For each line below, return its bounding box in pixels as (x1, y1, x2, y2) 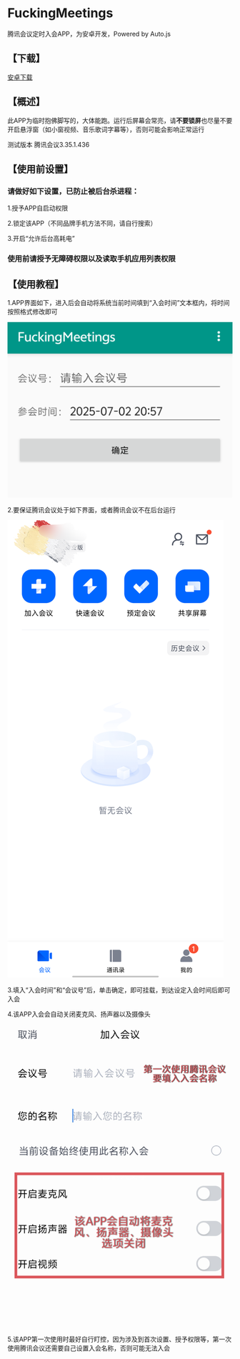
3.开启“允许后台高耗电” (7, 234, 75, 243)
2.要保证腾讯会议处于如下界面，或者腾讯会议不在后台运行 (7, 506, 176, 514)
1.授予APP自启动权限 (7, 204, 69, 212)
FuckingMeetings (7, 5, 114, 21)
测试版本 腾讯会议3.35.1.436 (7, 140, 90, 149)
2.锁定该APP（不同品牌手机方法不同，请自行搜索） (7, 219, 157, 228)
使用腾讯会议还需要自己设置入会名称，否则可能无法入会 (7, 1343, 170, 1352)
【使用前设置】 (7, 163, 74, 175)
